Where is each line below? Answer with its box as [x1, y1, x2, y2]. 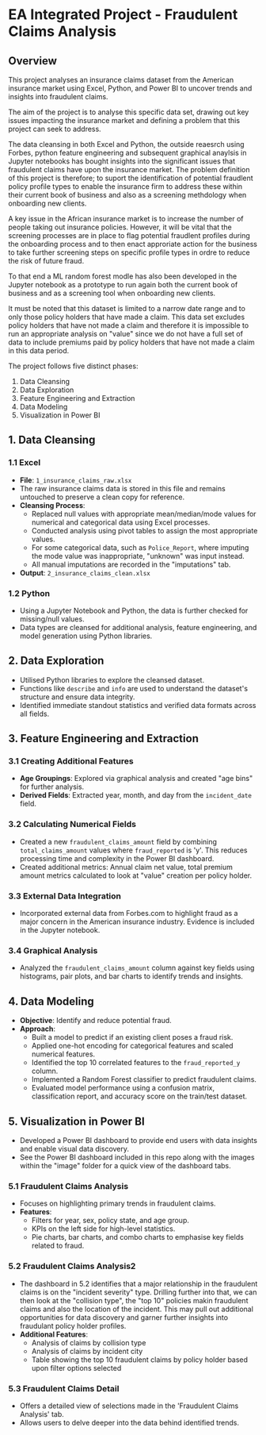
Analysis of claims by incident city [31, 1346, 143, 1356]
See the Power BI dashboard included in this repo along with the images [19, 1152, 255, 1162]
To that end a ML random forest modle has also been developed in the [8, 271, 237, 281]
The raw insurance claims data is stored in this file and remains [19, 483, 226, 493]
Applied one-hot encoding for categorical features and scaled [31, 1041, 234, 1051]
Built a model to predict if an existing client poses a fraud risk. [31, 1033, 234, 1042]
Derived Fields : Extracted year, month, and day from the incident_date [19, 791, 252, 800]
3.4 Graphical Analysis [8, 945, 98, 956]
